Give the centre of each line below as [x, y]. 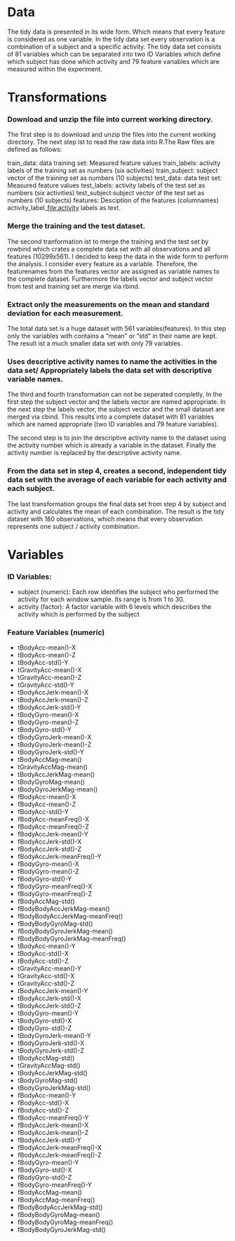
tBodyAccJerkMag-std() [52, 1073]
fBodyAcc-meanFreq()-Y [53, 1118]
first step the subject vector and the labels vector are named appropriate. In [116, 402]
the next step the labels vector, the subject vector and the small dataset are [116, 409]
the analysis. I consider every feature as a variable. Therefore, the [102, 263]
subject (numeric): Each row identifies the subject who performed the [118, 592]
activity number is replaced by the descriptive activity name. [95, 453]
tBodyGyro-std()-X [45, 1021]
